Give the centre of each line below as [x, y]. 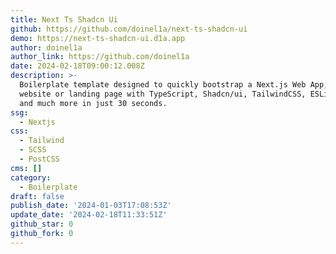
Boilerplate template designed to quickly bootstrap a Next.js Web [163, 85]
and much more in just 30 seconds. [93, 103]
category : [31, 177]
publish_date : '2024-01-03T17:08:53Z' [91, 206]
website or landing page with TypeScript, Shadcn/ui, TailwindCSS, [163, 94]
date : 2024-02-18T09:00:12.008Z [77, 66]
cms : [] [26, 168]
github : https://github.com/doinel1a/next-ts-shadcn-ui [129, 29]
